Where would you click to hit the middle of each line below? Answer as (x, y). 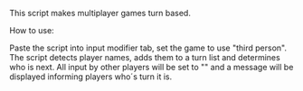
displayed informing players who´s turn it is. (91, 77)
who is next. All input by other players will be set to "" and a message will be (151, 67)
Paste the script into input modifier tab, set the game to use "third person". (148, 48)
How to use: (32, 30)
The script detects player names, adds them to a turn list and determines (145, 57)
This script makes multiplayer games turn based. (100, 13)
